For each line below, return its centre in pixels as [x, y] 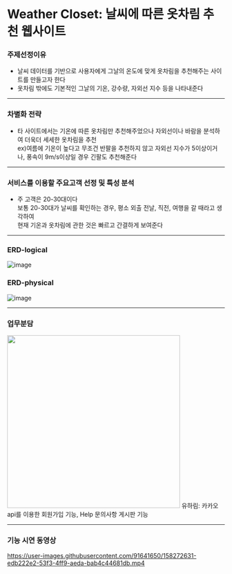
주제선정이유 [27, 55]
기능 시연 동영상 [32, 540]
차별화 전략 [25, 115]
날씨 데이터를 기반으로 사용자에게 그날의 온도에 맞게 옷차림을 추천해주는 [113, 71]
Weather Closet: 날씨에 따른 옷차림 [104, 14]
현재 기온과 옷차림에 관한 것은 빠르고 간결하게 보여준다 [90, 225]
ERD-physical [30, 283]
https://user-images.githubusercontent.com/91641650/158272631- [102, 556]
